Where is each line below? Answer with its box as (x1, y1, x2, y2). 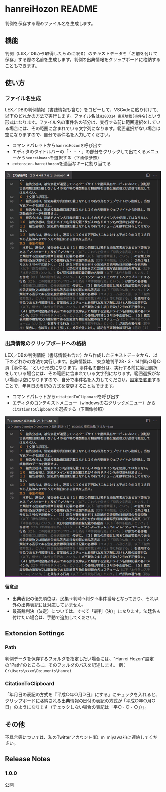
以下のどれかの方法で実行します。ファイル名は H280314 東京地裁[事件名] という (5, 113, 161, 119)
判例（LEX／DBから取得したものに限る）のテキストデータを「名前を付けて (5, 51, 158, 56)
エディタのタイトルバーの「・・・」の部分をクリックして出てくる (12, 149, 146, 155)
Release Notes (5, 755, 51, 763)
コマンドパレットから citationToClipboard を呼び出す (12, 394, 120, 400)
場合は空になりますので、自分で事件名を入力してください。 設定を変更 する (9, 377, 161, 383)
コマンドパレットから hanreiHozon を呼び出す (12, 142, 102, 148)
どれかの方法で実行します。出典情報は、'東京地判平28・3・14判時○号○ (13, 358, 161, 365)
